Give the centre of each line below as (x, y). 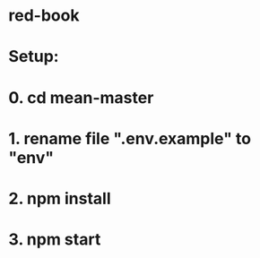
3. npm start (55, 240)
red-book (44, 16)
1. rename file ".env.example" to (130, 138)
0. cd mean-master (81, 97)
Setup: (34, 57)
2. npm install (60, 198)
